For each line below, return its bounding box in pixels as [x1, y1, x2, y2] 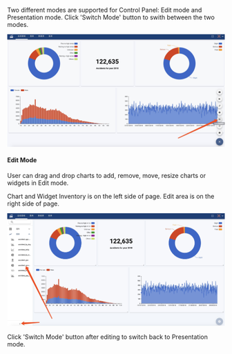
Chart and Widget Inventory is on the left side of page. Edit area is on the [7, 193, 215, 201]
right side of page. [7, 199, 60, 208]
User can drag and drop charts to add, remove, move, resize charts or [7, 172, 206, 180]
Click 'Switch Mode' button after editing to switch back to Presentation [7, 333, 209, 341]
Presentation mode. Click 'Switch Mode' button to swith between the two [7, 13, 215, 21]
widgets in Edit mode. [7, 179, 69, 187]
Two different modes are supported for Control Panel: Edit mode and [7, 6, 202, 14]
